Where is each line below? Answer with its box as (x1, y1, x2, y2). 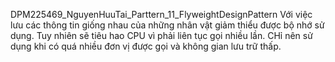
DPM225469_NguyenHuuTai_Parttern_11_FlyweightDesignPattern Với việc (10, 9, 313, 20)
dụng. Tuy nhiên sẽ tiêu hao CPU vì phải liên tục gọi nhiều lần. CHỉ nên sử (10, 30, 313, 41)
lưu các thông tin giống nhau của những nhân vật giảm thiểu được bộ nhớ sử (10, 19, 325, 31)
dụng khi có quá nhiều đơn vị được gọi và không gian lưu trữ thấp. (10, 40, 282, 52)
